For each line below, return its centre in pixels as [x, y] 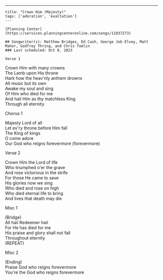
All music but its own [26, 83]
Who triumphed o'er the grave [35, 167]
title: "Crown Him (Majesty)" [36, 12]
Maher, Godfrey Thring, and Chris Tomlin [48, 46]
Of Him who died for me [29, 94]
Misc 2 [12, 253]
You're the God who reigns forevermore [45, 272]
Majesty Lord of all [24, 123]
